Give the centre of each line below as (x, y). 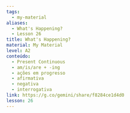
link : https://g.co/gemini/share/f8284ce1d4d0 (65, 95)
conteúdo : (19, 56)
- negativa (25, 84)
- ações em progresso (39, 73)
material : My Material (34, 45)
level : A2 (19, 51)
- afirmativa (28, 78)
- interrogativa (32, 90)
